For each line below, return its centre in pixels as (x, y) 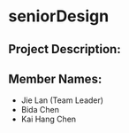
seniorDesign (59, 16)
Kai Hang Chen (49, 119)
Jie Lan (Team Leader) (62, 100)
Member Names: (55, 78)
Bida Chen (40, 110)
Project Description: (64, 49)
